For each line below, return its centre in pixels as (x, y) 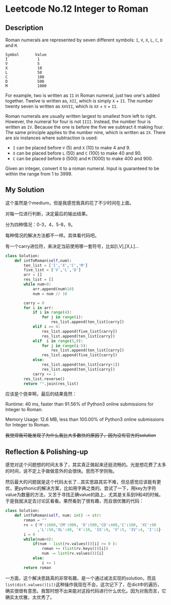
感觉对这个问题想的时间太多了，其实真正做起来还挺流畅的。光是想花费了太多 (86, 465)
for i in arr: (39, 308)
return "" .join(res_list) (51, 384)
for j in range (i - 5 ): (65, 346)
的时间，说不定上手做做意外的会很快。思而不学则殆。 (61, 471)
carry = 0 (34, 303)
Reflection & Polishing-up (47, 452)
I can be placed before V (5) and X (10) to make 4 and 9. (71, 148)
